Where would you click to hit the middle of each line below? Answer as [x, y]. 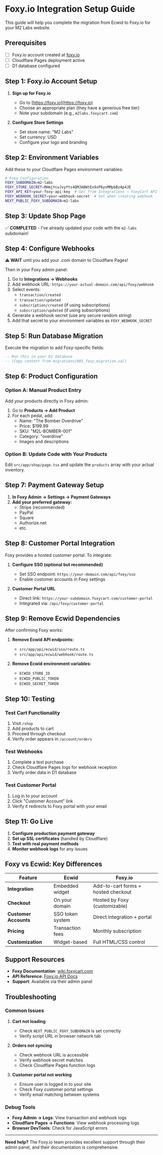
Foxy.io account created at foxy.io [46, 55]
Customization [25, 942]
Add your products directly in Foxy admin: [47, 401]
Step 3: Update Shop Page [45, 216]
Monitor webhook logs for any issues [50, 849]
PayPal [26, 512]
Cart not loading [29, 1021]
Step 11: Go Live [29, 822]
